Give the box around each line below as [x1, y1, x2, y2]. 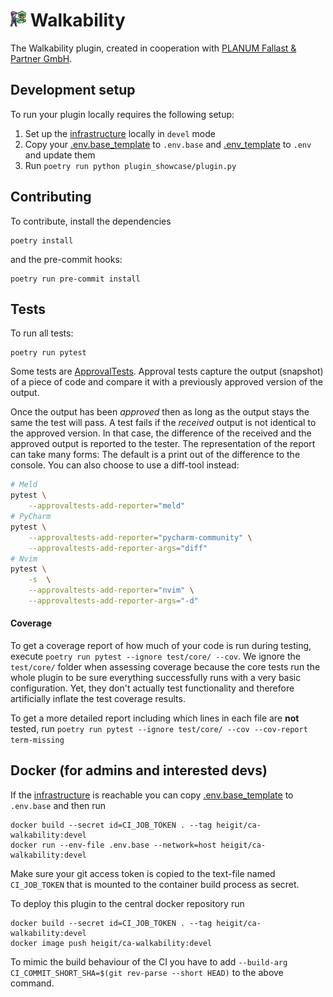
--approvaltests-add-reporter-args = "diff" [28, 543, 208, 553]
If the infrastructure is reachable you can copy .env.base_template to [10, 789, 294, 801]
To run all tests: [10, 327, 74, 339]
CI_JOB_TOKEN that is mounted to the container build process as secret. [10, 878, 300, 890]
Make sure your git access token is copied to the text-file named [10, 867, 276, 879]
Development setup [10, 82, 136, 99]
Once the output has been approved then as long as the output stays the [10, 406, 310, 418]
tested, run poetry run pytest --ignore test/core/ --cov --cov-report [10, 723, 308, 735]
